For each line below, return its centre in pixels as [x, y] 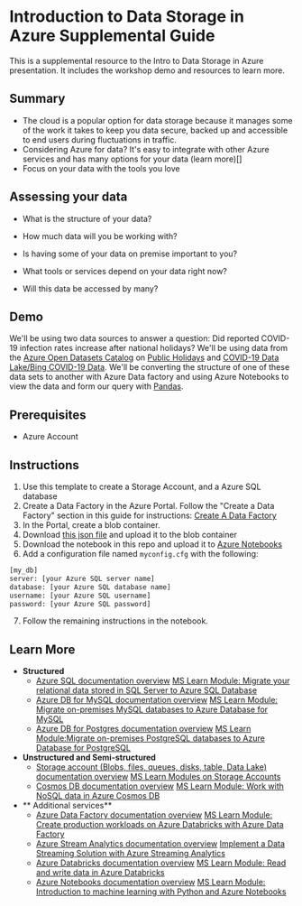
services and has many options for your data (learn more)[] [132, 159]
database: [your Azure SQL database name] [90, 587]
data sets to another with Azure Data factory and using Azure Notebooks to [149, 377]
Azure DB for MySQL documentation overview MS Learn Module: [156, 700]
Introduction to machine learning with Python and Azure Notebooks [161, 892]
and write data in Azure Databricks [100, 873]
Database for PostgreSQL [83, 748]
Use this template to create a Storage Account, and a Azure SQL [142, 486]
